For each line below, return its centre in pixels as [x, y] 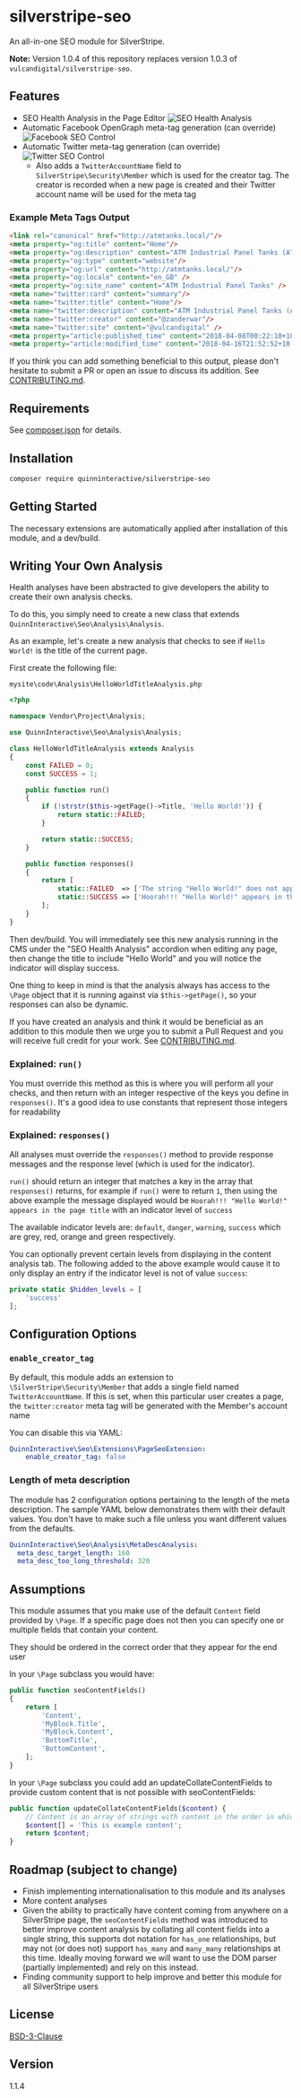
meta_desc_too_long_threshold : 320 [84, 1561]
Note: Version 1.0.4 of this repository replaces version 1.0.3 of [123, 58]
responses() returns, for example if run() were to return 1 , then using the [143, 1191]
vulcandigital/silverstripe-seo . [71, 68]
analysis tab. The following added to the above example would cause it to [145, 1264]
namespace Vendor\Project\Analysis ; [77, 717]
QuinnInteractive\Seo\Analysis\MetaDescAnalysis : [104, 1544]
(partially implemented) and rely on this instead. [110, 1967]
